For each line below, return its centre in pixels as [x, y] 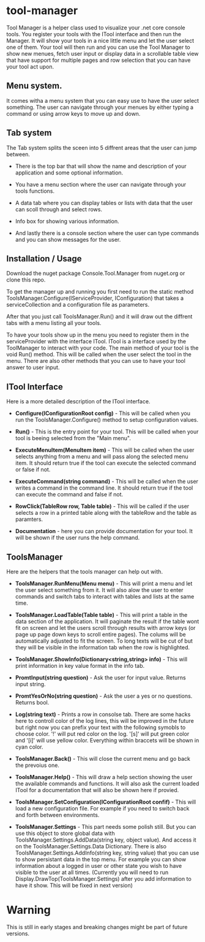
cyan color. [29, 747]
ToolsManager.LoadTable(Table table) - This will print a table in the [101, 615]
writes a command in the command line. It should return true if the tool [104, 488]
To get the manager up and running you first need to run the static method [100, 292]
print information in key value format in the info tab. [80, 666]
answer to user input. [33, 367]
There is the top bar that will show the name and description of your [101, 166]
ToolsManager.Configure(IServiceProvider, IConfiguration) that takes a [95, 298]
